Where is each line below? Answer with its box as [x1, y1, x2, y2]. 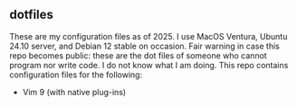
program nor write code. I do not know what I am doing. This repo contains [9, 59, 289, 70]
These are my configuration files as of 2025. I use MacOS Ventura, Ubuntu [9, 31, 288, 41]
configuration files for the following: [9, 69, 143, 80]
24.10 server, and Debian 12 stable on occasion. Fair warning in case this [9, 40, 281, 51]
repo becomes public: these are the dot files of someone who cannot [9, 49, 267, 61]
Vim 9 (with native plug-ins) [22, 86, 127, 97]
